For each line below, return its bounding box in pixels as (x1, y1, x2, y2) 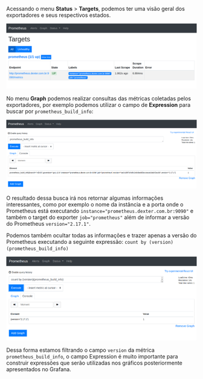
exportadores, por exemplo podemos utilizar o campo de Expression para (6, 101, 191, 109)
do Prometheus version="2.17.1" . (6, 220, 91, 227)
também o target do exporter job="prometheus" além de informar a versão (6, 214, 190, 221)
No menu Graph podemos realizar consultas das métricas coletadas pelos (6, 95, 192, 102)
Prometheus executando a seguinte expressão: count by (6, 238, 147, 245)
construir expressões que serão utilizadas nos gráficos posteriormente (6, 359, 183, 366)
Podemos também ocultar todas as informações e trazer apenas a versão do (6, 232, 197, 239)
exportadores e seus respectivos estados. (6, 11, 111, 19)
